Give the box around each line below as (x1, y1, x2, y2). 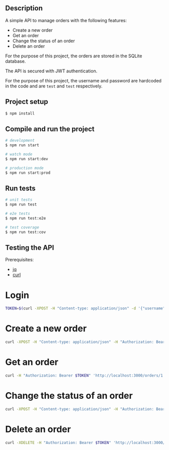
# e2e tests (5, 211, 30, 216)
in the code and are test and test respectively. (5, 83, 103, 89)
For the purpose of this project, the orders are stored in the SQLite (5, 53, 142, 59)
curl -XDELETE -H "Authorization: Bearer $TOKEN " (5, 440, 112, 445)
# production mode (5, 165, 44, 170)
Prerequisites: (5, 257, 34, 263)
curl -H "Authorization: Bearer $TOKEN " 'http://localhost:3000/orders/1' (5, 373, 165, 378)
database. (5, 58, 26, 64)
